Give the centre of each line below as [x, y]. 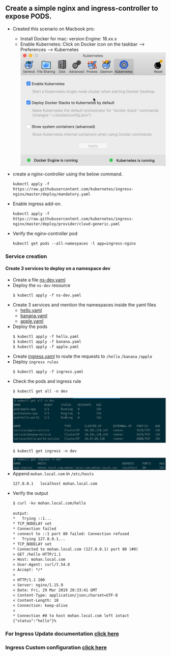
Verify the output [30, 493]
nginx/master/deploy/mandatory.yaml [51, 194]
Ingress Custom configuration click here [56, 647]
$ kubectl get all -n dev [40, 391]
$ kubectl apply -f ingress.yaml [48, 372]
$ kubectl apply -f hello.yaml [46, 337]
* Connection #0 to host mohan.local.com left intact [71, 616]
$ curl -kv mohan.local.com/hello [49, 504]
